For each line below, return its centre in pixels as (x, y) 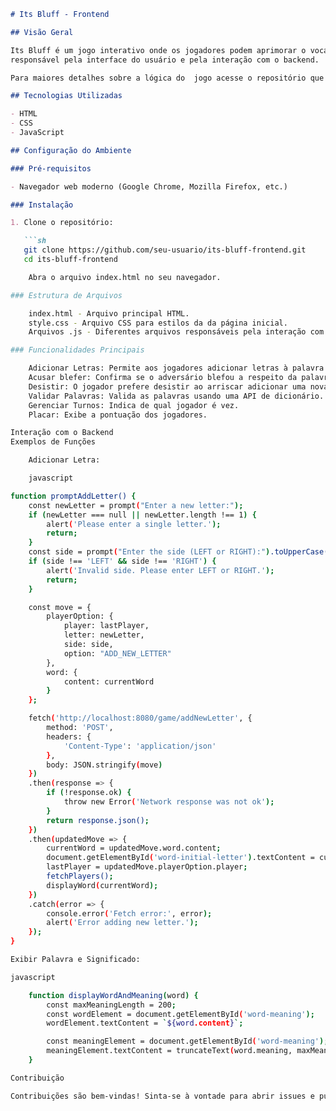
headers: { (69, 736)
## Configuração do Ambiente (71, 150)
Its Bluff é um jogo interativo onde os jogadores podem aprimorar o (158, 50)
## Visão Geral (42, 32)
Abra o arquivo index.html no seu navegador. (125, 277)
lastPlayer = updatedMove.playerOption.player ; (147, 867)
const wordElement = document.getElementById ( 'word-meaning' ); (180, 1014)
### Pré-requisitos (51, 168)
